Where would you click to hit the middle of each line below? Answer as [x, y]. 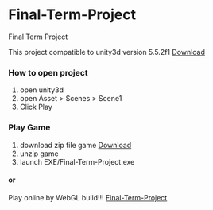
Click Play [36, 107]
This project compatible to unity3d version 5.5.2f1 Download [106, 52]
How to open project [48, 72]
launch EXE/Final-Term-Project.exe [77, 161]
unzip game [39, 154]
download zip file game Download [76, 145]
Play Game [29, 127]
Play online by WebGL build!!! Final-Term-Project [88, 197]
